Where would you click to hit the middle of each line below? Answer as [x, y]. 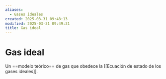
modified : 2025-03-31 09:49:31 [38, 23]
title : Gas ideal [23, 28]
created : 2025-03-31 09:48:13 [37, 19]
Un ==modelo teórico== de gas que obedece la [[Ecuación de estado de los [83, 66]
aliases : [14, 10]
